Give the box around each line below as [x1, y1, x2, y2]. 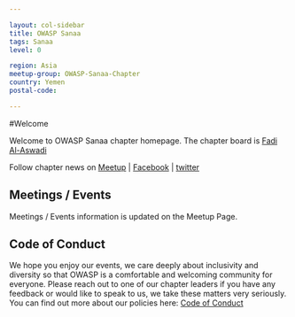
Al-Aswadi [9, 144, 47, 155]
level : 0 [9, 45, 42, 54]
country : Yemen [9, 78, 66, 87]
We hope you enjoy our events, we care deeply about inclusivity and [9, 260, 259, 271]
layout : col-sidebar [9, 20, 86, 29]
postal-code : [9, 86, 58, 95]
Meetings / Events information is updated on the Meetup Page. [9, 211, 237, 221]
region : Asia [9, 61, 58, 71]
